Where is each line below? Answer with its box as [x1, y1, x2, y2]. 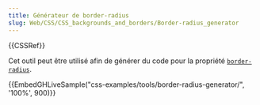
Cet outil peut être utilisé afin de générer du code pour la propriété [8, 56, 226, 66]
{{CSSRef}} [8, 40, 46, 50]
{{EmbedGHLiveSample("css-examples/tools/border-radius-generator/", [8, 80, 245, 89]
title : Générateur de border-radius [8, 11, 129, 20]
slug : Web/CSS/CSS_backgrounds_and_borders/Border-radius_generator [8, 19, 239, 27]
